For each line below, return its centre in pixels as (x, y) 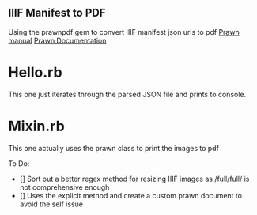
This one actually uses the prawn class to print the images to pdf (114, 148)
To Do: (19, 163)
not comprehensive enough (64, 187)
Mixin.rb (36, 126)
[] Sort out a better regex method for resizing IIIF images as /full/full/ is (134, 179)
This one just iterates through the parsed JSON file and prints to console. (127, 94)
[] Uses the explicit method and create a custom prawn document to (131, 195)
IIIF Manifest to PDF (57, 13)
